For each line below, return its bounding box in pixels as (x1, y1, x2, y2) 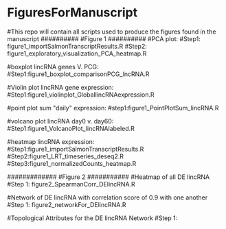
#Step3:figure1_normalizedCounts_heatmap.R (7, 159, 137, 167)
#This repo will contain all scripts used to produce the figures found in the (7, 27, 216, 36)
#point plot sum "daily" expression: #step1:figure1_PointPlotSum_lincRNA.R (7, 104, 219, 112)
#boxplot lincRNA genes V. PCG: (7, 62, 99, 71)
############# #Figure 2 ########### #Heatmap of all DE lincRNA (7, 173, 210, 181)
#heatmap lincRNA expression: (7, 137, 95, 145)
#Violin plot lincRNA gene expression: (7, 83, 114, 91)
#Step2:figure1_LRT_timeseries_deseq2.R (7, 152, 124, 160)
